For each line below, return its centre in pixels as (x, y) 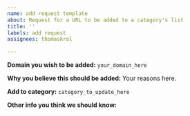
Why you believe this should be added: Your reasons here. (92, 78)
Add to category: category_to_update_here (68, 92)
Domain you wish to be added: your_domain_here (77, 65)
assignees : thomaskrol (40, 39)
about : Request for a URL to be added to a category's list (96, 20)
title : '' (21, 26)
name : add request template (48, 13)
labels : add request (37, 33)
